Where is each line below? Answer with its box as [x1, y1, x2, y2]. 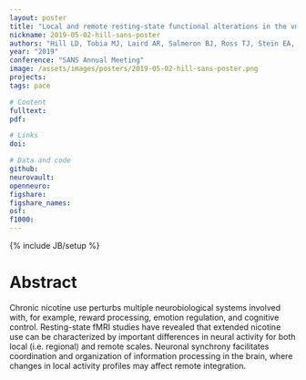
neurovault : [9, 172, 55, 182]
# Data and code [9, 156, 71, 165]
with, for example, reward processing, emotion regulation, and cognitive [9, 312, 280, 323]
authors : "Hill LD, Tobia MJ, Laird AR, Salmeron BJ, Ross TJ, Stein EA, [9, 38, 296, 48]
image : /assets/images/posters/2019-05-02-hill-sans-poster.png [9, 65, 259, 74]
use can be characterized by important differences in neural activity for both [9, 331, 296, 342]
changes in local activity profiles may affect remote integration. [9, 360, 247, 371]
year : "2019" [9, 47, 59, 56]
